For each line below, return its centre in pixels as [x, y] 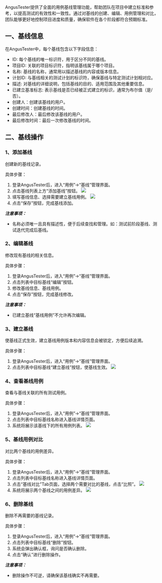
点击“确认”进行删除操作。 [37, 554]
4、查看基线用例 [24, 381]
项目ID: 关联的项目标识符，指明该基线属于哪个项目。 [64, 65]
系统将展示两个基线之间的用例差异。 [48, 490]
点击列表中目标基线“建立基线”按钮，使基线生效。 [61, 367]
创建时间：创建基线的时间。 [40, 108]
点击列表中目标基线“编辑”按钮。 [44, 282]
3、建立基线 [19, 329]
